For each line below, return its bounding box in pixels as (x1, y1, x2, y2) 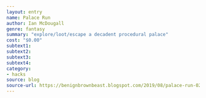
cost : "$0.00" (6, 37, 43, 43)
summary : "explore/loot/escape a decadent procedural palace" (6, 32, 169, 38)
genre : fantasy (6, 26, 45, 32)
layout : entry (6, 9, 43, 15)
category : (6, 65, 32, 72)
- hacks (6, 71, 26, 77)
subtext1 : (6, 43, 32, 49)
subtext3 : (6, 54, 32, 60)
